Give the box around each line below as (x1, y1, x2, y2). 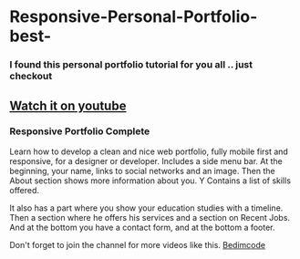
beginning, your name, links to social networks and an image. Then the (9, 165, 275, 176)
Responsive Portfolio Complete (9, 125, 150, 138)
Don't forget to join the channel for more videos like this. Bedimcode (9, 239, 266, 250)
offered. (9, 184, 39, 195)
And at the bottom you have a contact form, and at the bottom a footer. (9, 222, 275, 233)
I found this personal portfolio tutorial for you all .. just (9, 58, 253, 71)
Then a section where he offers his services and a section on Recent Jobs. (9, 212, 290, 223)
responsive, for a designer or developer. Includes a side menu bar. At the (9, 155, 283, 166)
